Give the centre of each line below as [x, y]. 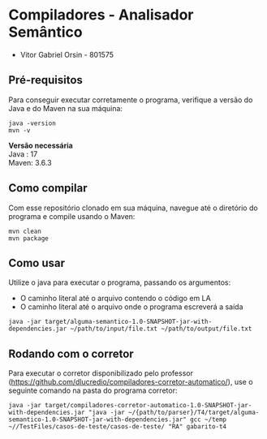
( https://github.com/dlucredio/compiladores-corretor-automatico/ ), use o [131, 382]
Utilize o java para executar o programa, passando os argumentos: [120, 282]
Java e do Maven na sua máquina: [66, 108]
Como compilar [48, 188]
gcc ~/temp [208, 420]
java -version [32, 123]
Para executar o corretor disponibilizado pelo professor [101, 373]
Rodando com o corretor [71, 353]
